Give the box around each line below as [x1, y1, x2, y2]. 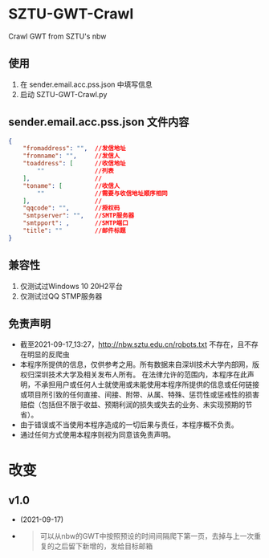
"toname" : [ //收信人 [22, 181, 120, 189]
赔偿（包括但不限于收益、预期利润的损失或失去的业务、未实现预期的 [19, 400, 246, 409]
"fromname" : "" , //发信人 [22, 152, 120, 161]
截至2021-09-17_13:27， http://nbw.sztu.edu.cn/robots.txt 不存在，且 [19, 340, 245, 349]
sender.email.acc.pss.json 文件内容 [8, 116, 190, 129]
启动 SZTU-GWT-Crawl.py [19, 89, 108, 99]
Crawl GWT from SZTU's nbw [8, 31, 107, 41]
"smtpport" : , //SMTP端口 [22, 219, 128, 227]
